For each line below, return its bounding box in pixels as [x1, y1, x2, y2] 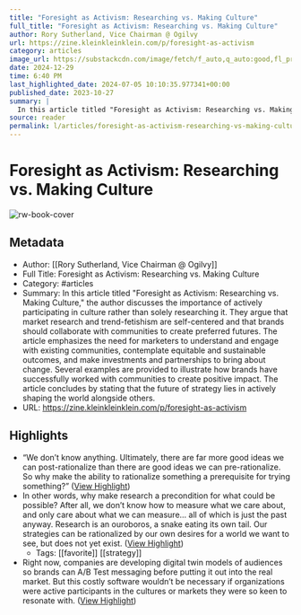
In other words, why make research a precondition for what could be [21, 490, 276, 501]
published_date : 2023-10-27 [9, 88, 115, 97]
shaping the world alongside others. [21, 392, 156, 403]
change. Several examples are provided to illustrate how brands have [21, 364, 278, 374]
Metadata [9, 235, 64, 250]
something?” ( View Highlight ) [21, 480, 131, 491]
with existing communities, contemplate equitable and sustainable [21, 345, 266, 356]
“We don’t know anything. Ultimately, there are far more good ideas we [21, 452, 285, 462]
